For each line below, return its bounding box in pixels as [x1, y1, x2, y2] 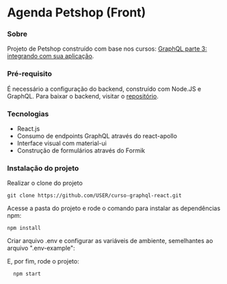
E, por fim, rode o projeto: [7, 257, 80, 266]
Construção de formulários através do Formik [16, 146, 146, 155]
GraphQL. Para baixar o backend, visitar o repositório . [7, 92, 159, 100]
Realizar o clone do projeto [7, 179, 83, 188]
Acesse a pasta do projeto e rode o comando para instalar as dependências [7, 204, 221, 213]
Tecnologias [7, 109, 49, 118]
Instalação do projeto [7, 164, 79, 172]
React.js [16, 125, 40, 133]
